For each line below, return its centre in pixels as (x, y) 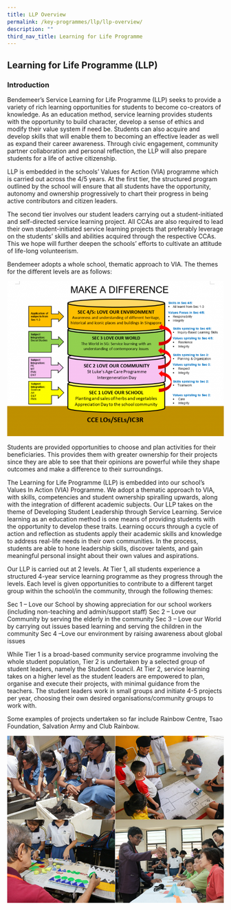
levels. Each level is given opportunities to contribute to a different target (110, 583)
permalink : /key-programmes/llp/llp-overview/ (75, 22)
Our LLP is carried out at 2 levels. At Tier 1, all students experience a (104, 569)
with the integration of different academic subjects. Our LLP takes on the (110, 504)
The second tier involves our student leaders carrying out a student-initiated (115, 214)
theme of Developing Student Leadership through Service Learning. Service (114, 511)
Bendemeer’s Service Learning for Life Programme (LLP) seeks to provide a (114, 99)
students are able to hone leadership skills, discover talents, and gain (105, 548)
